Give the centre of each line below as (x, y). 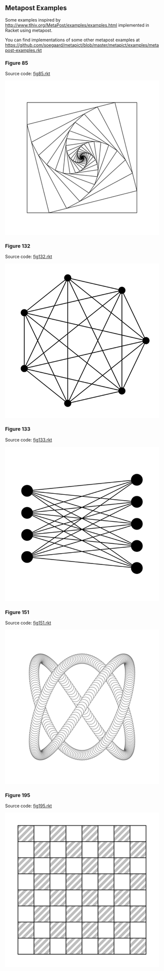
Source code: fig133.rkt (29, 440)
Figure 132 (18, 246)
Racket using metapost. (29, 30)
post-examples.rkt (24, 50)
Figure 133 (18, 429)
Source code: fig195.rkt (29, 806)
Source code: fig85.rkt (28, 74)
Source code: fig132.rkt (29, 256)
